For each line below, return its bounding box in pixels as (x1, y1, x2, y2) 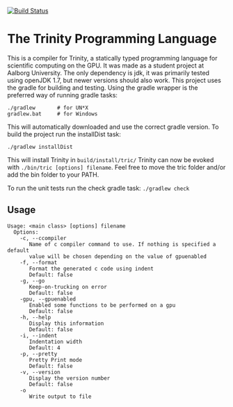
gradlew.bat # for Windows (7, 110, 98, 118)
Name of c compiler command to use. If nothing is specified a (29, 241, 216, 248)
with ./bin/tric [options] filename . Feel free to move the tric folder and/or (7, 163, 226, 171)
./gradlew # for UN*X (7, 104, 89, 111)
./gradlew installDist (7, 143, 73, 150)
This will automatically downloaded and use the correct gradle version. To (7, 122, 219, 131)
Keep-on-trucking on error (29, 283, 108, 290)
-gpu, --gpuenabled (19, 296, 77, 303)
